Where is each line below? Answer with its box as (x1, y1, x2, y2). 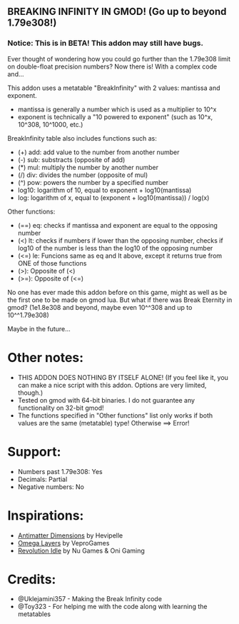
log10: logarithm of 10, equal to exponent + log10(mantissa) (17, 186, 192, 194)
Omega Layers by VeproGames (17, 538, 110, 547)
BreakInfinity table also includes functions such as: (7, 134, 157, 142)
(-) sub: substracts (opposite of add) (17, 155, 126, 163)
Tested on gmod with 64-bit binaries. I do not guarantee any (17, 396, 195, 404)
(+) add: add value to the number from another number (17, 148, 180, 156)
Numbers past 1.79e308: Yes (17, 467, 103, 475)
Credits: (7, 571, 56, 588)
